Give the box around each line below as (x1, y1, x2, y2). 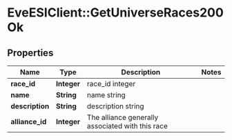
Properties (7, 47, 54, 59)
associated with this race (86, 121, 168, 130)
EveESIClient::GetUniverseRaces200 (7, 5, 224, 21)
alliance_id (10, 117, 47, 126)
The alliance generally (86, 112, 159, 122)
